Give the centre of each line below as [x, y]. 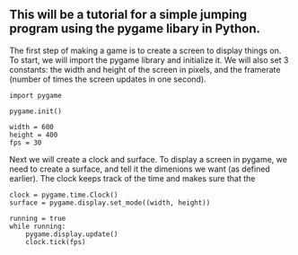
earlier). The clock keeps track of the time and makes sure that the [132, 178]
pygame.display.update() [72, 234]
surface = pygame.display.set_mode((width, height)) [110, 202]
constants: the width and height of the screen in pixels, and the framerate [145, 69]
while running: [38, 226]
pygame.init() [36, 111]
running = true [38, 218]
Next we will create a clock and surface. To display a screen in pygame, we [148, 159]
